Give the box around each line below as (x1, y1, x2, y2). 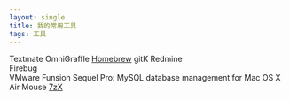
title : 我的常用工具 (9, 21, 77, 30)
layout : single (9, 12, 66, 22)
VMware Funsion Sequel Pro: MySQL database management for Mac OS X (9, 73, 281, 83)
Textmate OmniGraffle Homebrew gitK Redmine (9, 54, 184, 65)
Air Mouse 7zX (9, 81, 64, 93)
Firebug (9, 63, 38, 73)
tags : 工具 (9, 29, 47, 38)
